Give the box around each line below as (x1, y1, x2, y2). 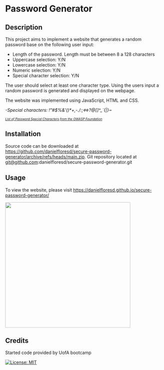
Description (5, 23, 42, 32)
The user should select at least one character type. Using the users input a (5, 82, 159, 88)
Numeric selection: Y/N (12, 67, 61, 73)
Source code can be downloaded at (5, 143, 79, 149)
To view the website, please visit (5, 187, 72, 193)
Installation (5, 130, 41, 138)
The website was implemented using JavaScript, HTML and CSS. (5, 97, 139, 103)
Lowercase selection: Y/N (12, 62, 66, 68)
